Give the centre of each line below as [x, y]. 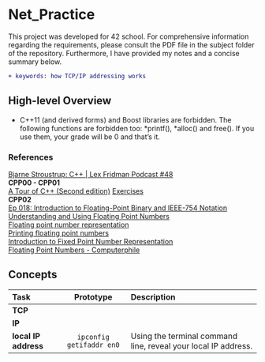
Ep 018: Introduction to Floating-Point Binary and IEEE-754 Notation [118, 208]
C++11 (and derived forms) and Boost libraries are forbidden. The [125, 119]
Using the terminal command [184, 336]
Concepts [33, 275]
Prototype [93, 296]
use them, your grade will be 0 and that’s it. [90, 137]
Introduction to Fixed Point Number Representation [91, 241]
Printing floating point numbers [58, 233]
